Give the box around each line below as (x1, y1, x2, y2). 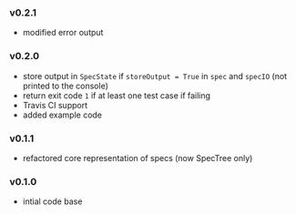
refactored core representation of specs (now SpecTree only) (22, 152, 253, 163)
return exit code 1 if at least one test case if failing (22, 89, 211, 101)
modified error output (22, 27, 104, 38)
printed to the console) (22, 80, 109, 91)
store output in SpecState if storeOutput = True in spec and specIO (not (22, 70, 288, 81)
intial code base (22, 196, 83, 207)
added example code (22, 109, 103, 120)
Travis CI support (22, 99, 88, 110)
